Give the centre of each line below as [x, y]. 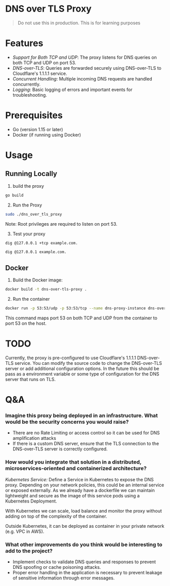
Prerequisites [34, 116]
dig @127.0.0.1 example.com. [36, 252]
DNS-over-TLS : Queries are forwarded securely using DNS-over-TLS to [87, 68]
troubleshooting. [30, 95]
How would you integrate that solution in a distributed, [73, 462]
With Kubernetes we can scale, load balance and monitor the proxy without [83, 511]
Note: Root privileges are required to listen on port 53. [61, 224]
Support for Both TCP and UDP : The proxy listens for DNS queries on [84, 57]
